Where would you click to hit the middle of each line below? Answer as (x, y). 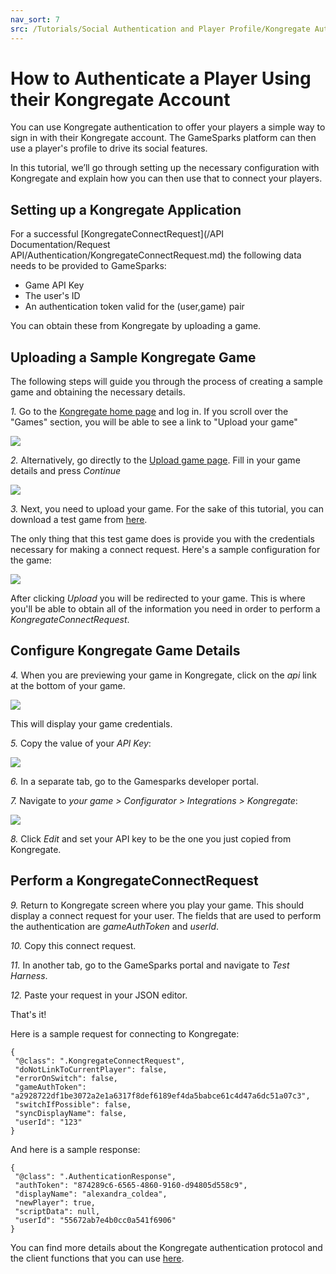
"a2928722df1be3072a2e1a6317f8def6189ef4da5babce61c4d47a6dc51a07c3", (160, 1096)
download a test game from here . (79, 520)
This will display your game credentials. (91, 723)
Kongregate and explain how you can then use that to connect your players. (166, 178)
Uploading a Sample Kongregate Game (133, 357)
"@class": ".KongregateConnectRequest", (100, 1061)
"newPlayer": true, (55, 1202)
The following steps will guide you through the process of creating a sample (166, 382)
